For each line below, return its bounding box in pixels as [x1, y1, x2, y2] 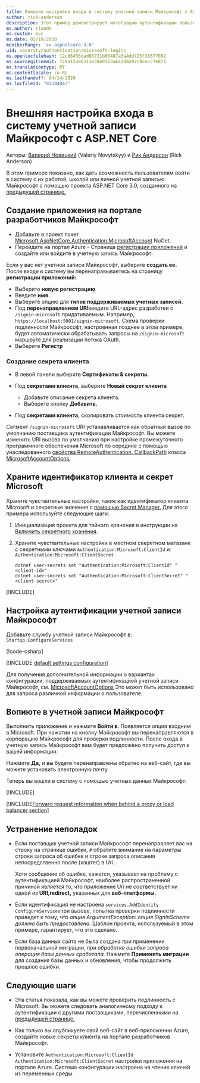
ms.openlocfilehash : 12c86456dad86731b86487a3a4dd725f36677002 [6, 53, 167, 59]
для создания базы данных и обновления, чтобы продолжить [14, 957, 171, 964]
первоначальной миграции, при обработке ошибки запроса [14, 944, 169, 951]
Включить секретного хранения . [14, 528, 98, 535]
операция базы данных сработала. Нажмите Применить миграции [14, 951, 189, 958]
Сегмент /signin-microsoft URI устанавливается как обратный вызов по [6, 424, 191, 431]
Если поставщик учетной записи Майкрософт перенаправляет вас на [14, 840, 193, 847]
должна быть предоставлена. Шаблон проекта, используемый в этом [14, 920, 193, 927]
